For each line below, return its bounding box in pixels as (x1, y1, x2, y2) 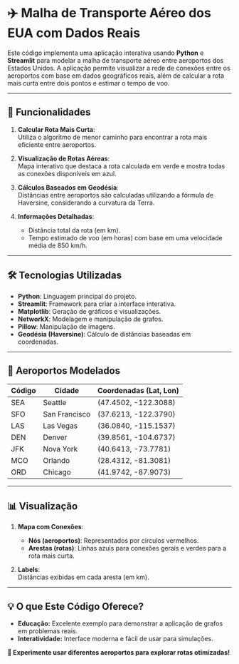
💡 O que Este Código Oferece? (7, 600, 144, 613)
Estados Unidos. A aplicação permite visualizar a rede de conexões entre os (7, 63, 230, 72)
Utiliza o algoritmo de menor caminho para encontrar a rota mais (17, 133, 208, 141)
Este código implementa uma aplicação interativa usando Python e (7, 48, 204, 57)
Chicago (43, 467, 71, 477)
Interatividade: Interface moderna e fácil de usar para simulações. (17, 635, 213, 643)
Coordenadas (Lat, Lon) (97, 386, 179, 396)
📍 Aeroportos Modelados (7, 364, 121, 377)
